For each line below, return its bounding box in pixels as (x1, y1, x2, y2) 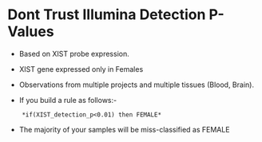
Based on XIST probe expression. (18, 49, 129, 58)
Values (7, 22, 54, 41)
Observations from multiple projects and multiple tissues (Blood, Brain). (18, 80, 255, 89)
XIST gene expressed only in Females (18, 64, 144, 73)
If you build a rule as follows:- (18, 95, 117, 105)
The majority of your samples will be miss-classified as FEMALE (18, 124, 230, 134)
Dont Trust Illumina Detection (7, 6, 206, 24)
